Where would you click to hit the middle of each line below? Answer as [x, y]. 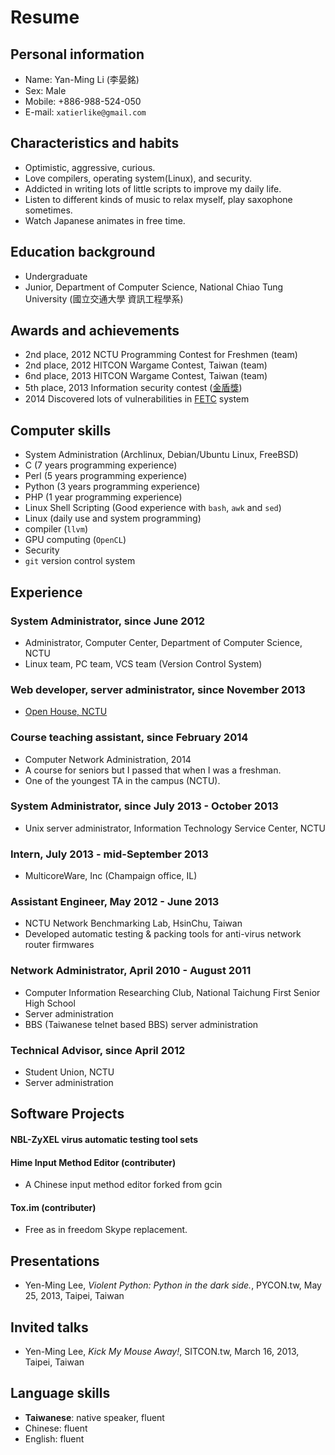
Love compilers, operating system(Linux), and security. [138, 178]
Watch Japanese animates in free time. [105, 220]
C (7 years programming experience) [101, 465]
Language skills [60, 1393]
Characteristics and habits [95, 143]
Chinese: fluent [56, 1428]
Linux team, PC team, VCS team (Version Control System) [143, 663]
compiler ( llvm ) [56, 529]
